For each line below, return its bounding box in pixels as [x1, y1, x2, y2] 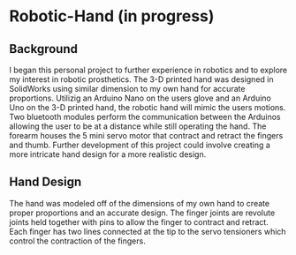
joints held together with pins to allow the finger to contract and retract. [9, 216, 269, 227]
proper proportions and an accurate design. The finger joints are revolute [9, 207, 276, 218]
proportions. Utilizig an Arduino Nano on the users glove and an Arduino [9, 93, 271, 103]
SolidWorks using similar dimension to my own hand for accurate [9, 84, 246, 94]
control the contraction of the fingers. [9, 236, 146, 246]
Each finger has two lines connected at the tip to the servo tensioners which [9, 226, 286, 236]
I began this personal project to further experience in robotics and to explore [9, 64, 288, 75]
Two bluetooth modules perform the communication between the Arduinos [9, 112, 281, 122]
